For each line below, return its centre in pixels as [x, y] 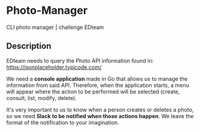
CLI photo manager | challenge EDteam [55, 27]
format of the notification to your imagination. [63, 122]
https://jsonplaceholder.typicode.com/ [54, 67]
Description [29, 46]
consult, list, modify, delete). [42, 98]
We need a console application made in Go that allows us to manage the [97, 78]
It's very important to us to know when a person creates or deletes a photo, [100, 110]
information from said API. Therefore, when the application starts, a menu [98, 85]
